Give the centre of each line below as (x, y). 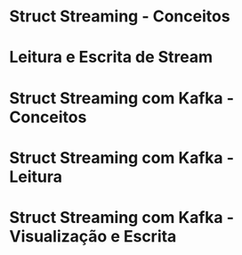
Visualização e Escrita (93, 236)
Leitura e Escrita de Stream (111, 58)
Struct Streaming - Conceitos (120, 16)
